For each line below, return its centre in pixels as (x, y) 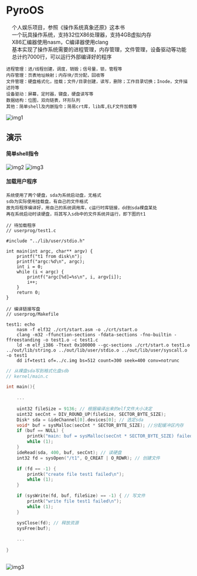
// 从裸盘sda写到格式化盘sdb (38, 371)
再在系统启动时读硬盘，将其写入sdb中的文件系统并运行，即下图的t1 (76, 214)
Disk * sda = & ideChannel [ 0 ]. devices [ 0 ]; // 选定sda (80, 420)
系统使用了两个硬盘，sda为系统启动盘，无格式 (54, 195)
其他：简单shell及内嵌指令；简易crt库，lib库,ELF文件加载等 (72, 107)
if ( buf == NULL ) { (40, 431)
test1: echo (21, 325)
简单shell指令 (23, 153)
